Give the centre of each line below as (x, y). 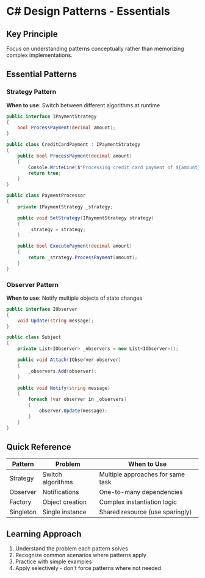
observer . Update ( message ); (73, 411)
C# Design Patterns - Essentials (88, 11)
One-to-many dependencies (141, 492)
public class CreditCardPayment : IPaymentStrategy (73, 145)
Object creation (65, 502)
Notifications (61, 492)
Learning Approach (44, 534)
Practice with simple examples (53, 561)
